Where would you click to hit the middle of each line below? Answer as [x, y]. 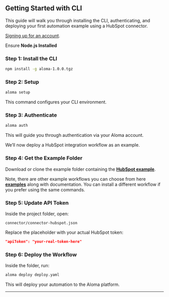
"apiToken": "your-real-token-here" [44, 241]
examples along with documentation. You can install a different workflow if [83, 184]
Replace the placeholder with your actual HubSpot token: [64, 232]
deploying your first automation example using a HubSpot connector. [77, 26]
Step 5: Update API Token [37, 203]
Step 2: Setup [22, 82]
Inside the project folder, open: [37, 214]
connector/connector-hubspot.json [41, 223]
